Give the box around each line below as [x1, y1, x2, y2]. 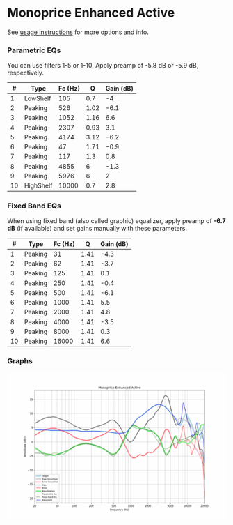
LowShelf [24, 94, 51, 102]
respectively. [7, 68, 44, 77]
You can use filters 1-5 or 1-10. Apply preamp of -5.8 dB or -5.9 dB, [7, 61, 199, 70]
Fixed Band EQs [7, 201, 61, 211]
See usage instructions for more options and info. [7, 28, 150, 36]
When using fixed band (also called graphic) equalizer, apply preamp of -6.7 [7, 217, 226, 225]
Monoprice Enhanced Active [7, 5, 175, 21]
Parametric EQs [7, 45, 61, 55]
